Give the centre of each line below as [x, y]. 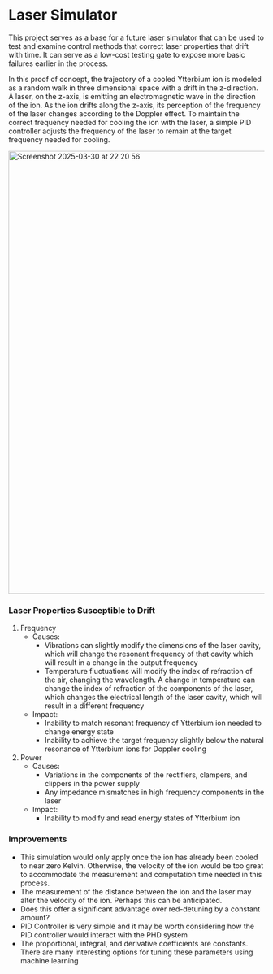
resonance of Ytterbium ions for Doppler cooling [126, 749]
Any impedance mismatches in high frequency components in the [154, 792]
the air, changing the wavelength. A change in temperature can [150, 680]
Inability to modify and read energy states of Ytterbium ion [142, 818]
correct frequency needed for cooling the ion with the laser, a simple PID [130, 122]
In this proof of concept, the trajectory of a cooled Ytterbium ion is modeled [135, 79]
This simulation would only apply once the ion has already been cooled [139, 857]
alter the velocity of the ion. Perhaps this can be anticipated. [121, 900]
